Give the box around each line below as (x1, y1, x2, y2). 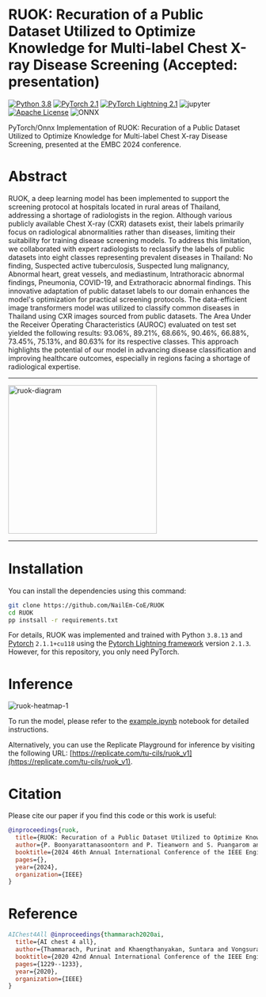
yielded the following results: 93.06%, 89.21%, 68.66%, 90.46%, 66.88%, (8, 328, 249, 337)
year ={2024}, (15, 863, 59, 871)
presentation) (8, 73, 101, 91)
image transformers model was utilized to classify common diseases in (8, 303, 240, 312)
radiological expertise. (8, 362, 81, 371)
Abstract (8, 168, 67, 185)
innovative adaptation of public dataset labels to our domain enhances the (8, 286, 250, 295)
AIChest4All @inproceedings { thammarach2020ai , (8, 930, 165, 939)
